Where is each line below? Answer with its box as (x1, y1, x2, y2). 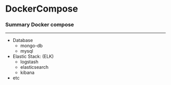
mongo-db (20, 42, 43, 49)
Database (12, 37, 33, 44)
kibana (20, 69, 35, 76)
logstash (20, 59, 39, 65)
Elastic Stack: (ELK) (12, 54, 54, 60)
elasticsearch (20, 64, 49, 70)
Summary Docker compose (5, 21, 74, 28)
